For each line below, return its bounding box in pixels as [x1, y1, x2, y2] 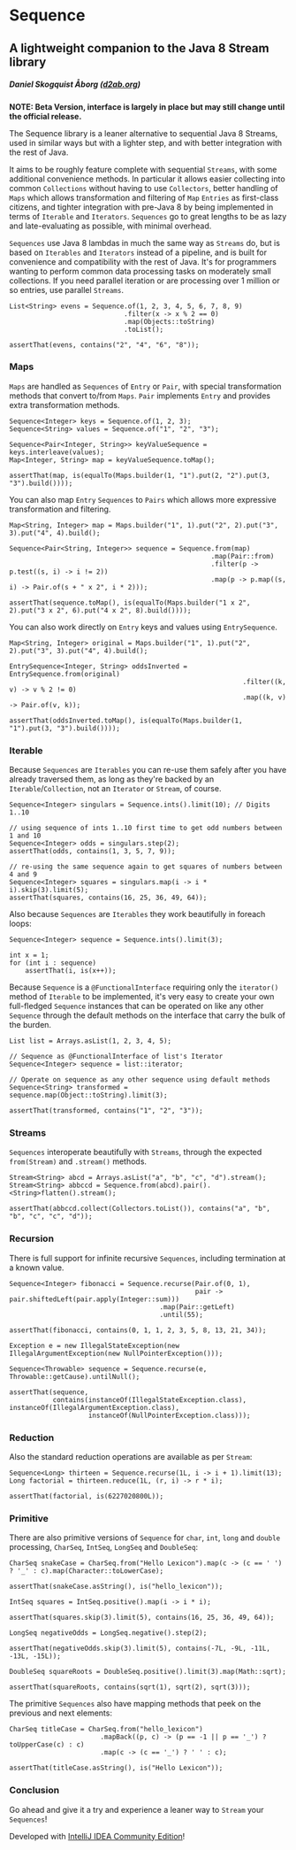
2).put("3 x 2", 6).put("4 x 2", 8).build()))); [9, 605, 192, 615]
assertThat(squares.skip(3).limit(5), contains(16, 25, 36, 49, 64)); [9, 1613, 275, 1623]
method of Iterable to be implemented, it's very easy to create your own [9, 991, 275, 1002]
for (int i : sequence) [9, 959, 97, 967]
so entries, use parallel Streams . [9, 284, 124, 295]
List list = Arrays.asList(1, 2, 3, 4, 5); [9, 1037, 172, 1045]
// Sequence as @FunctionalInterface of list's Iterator [9, 1052, 224, 1061]
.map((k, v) [242, 692, 287, 702]
